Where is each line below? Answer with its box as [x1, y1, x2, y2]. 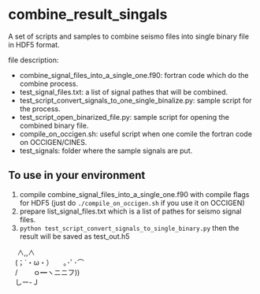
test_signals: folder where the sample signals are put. [19, 146, 193, 155]
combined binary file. [19, 121, 89, 130]
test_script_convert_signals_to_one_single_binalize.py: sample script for [19, 95, 252, 105]
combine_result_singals [8, 6, 168, 24]
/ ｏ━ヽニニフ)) [14, 267, 80, 277]
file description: [8, 55, 59, 65]
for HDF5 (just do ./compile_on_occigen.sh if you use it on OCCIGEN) [19, 198, 246, 207]
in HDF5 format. [8, 39, 61, 49]
